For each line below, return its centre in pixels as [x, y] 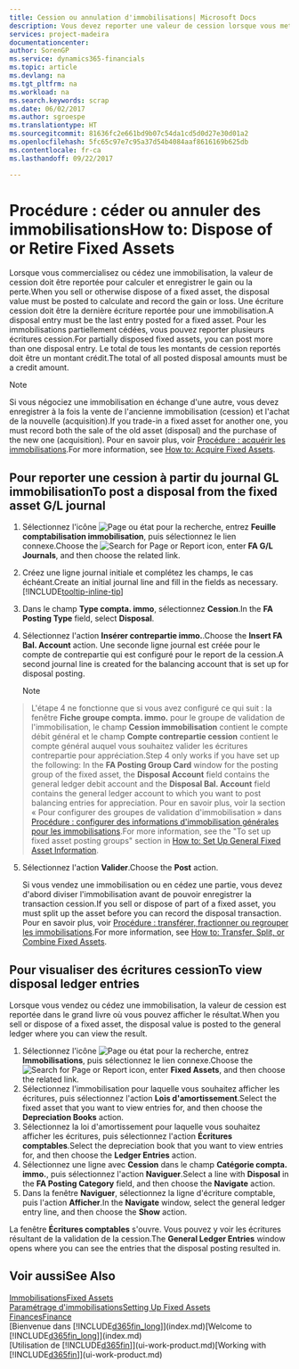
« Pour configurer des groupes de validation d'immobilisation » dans [156, 812]
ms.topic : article [43, 68]
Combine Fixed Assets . [65, 942]
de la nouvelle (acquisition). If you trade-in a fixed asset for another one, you [149, 421]
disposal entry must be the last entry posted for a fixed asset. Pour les [138, 320]
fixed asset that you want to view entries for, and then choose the [142, 1108]
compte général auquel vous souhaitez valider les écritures [139, 746]
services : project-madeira [59, 34]
